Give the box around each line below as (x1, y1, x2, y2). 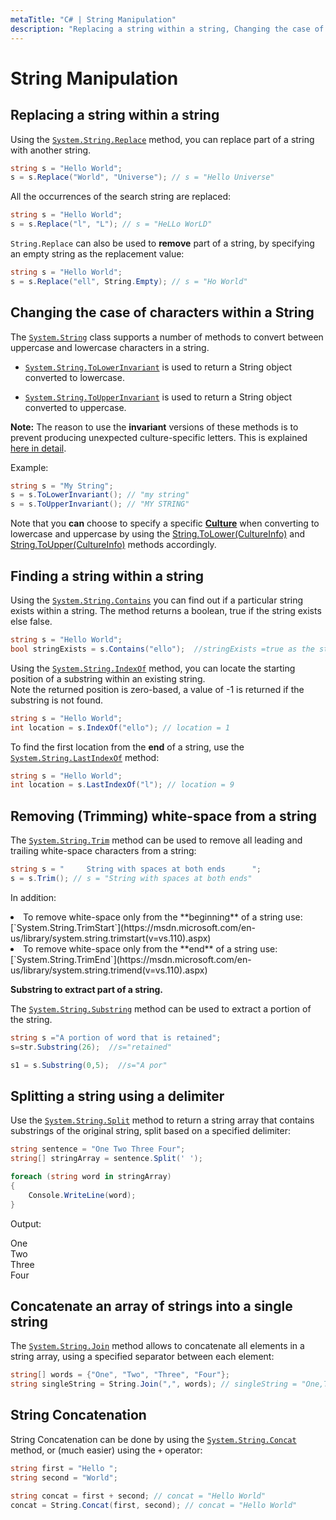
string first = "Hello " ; (10, 1463, 118, 1473)
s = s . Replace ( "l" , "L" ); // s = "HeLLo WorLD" (10, 219, 213, 230)
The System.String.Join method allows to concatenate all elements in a (10, 1340, 305, 1352)
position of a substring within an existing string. (10, 672, 206, 685)
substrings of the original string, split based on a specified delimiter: (10, 1125, 292, 1137)
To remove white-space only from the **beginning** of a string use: (23, 911, 303, 923)
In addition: (10, 891, 57, 903)
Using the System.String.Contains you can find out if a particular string (10, 594, 304, 606)
